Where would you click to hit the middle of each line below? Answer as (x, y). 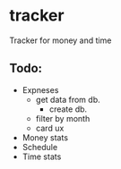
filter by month (63, 118)
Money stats (45, 137)
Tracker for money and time (60, 40)
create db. (68, 109)
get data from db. (68, 99)
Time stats (42, 156)
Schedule (40, 147)
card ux (50, 128)
